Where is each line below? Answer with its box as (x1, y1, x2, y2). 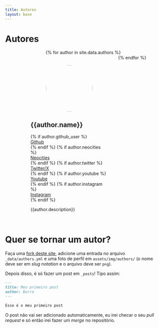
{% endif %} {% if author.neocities (30, 144, 101, 150)
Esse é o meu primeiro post (5, 303, 63, 308)
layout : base (5, 12, 32, 17)
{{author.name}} (30, 120, 83, 129)
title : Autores (5, 7, 37, 12)
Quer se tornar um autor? (5, 234, 111, 245)
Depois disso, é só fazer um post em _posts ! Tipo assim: (5, 271, 120, 276)
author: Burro (5, 289, 35, 294)
